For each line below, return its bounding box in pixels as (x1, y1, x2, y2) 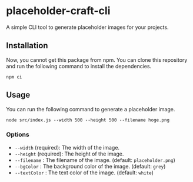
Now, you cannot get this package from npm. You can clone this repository (6, 56, 188, 63)
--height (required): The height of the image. (14, 150, 124, 157)
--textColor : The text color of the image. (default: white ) (14, 169, 154, 176)
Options (6, 131, 29, 139)
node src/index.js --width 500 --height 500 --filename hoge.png (6, 117, 169, 123)
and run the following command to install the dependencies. (6, 62, 152, 70)
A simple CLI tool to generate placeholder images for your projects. (6, 24, 169, 31)
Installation (6, 41, 48, 51)
